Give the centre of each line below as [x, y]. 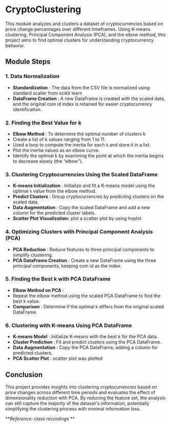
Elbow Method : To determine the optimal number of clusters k [79, 134]
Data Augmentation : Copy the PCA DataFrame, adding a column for [85, 347]
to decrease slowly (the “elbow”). [48, 161]
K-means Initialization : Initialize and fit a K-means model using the [84, 185]
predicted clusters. [33, 353]
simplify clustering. [33, 255]
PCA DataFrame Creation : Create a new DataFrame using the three [84, 260]
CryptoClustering [43, 10]
